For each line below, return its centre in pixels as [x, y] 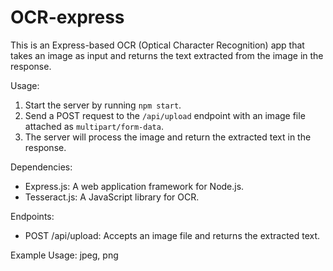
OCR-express [67, 17]
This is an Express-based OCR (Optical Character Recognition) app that [157, 45]
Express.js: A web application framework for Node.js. [134, 186]
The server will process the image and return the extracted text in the [168, 137]
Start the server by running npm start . [103, 105]
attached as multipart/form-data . [94, 126]
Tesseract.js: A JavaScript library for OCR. [112, 197]
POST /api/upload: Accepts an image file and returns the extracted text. [172, 235]
